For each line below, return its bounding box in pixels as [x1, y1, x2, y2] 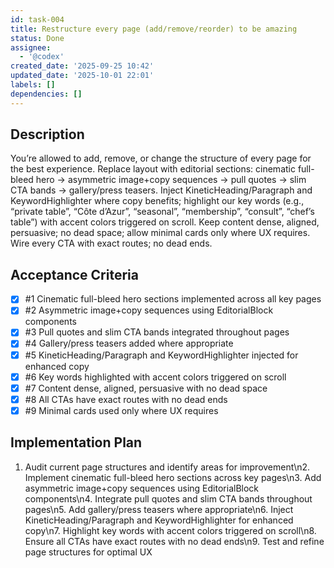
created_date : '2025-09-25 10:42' [10, 61, 155, 71]
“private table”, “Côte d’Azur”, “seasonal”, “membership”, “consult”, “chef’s [10, 206, 315, 218]
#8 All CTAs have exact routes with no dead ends [24, 393, 228, 405]
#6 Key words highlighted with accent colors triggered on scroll [24, 371, 287, 383]
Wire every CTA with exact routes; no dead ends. [10, 237, 213, 250]
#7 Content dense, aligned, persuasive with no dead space [24, 382, 268, 394]
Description [10, 126, 85, 143]
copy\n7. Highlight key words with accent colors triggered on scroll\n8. [24, 524, 317, 536]
